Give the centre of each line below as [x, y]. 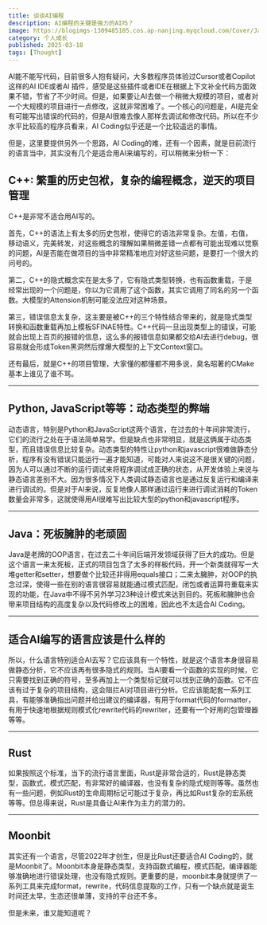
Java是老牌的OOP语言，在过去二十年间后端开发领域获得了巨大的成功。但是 [132, 555]
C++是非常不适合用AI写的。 [54, 216]
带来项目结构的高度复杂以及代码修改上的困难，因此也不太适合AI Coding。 [129, 604]
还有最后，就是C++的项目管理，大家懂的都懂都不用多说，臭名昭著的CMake [132, 363]
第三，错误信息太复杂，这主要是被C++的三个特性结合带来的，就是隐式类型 [130, 316]
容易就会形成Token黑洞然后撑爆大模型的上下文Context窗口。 [108, 347]
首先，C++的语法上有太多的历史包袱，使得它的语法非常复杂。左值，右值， [130, 233]
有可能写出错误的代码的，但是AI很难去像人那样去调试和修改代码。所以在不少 [133, 116]
